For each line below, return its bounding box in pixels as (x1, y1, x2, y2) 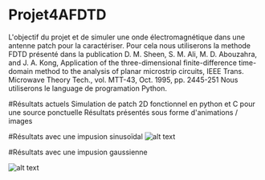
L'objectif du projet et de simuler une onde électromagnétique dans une (8, 32, 246, 42)
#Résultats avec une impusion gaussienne (8, 147, 149, 157)
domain (8, 66, 34, 76)
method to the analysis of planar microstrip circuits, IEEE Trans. (35, 66, 244, 76)
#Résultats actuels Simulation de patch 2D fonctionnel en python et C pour (8, 99, 255, 108)
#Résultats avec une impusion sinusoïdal (8, 131, 143, 141)
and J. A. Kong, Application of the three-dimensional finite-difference (8, 58, 237, 67)
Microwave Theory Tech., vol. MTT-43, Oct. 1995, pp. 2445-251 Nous (8, 75, 238, 84)
